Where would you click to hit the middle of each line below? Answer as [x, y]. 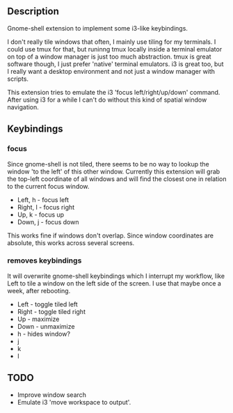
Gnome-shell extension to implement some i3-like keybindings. [97, 28]
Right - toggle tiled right [51, 311]
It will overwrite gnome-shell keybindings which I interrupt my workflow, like [116, 276]
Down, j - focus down [48, 221]
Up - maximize [38, 319]
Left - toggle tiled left [47, 304]
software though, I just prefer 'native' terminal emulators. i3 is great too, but [115, 64]
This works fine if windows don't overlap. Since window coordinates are [111, 235]
